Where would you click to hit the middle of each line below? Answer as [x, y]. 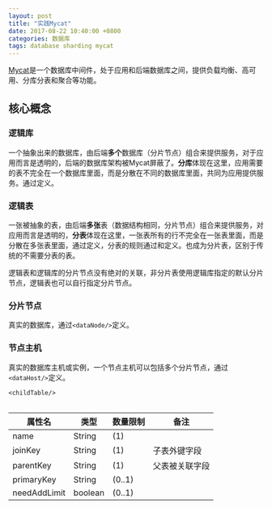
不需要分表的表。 [51, 255]
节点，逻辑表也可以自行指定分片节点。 [72, 283]
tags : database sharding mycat [61, 46]
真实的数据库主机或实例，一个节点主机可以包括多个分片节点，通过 [118, 367]
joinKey [26, 450]
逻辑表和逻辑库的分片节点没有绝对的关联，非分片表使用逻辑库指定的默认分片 [136, 273]
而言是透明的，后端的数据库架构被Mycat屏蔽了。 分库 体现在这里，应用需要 [139, 162]
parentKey [32, 465]
